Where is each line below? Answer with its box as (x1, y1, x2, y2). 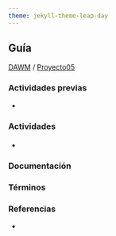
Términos (8, 182, 46, 193)
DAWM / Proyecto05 (8, 62, 75, 72)
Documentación (8, 161, 72, 172)
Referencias (8, 203, 56, 214)
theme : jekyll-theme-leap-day (8, 11, 109, 20)
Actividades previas (8, 82, 87, 94)
